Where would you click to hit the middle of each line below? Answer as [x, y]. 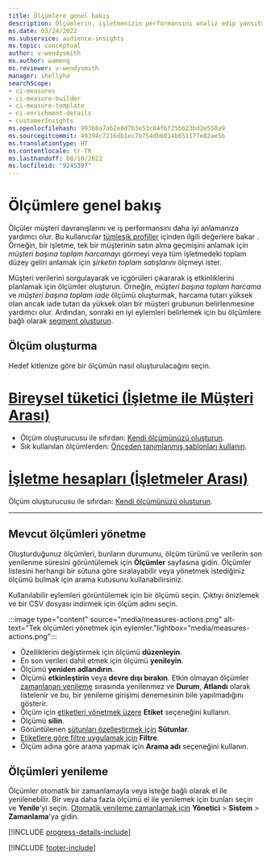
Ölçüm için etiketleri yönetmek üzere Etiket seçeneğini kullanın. [125, 712]
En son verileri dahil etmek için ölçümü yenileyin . [102, 660]
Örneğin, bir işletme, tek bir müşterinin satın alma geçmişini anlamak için [128, 245]
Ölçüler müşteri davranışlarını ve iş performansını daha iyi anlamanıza [124, 228]
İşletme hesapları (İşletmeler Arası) [128, 479]
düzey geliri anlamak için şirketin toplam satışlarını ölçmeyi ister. [115, 262]
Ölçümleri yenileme [58, 771]
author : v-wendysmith [45, 53]
